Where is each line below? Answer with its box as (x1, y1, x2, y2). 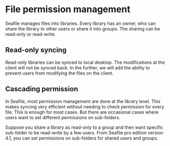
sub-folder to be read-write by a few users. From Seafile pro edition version (5, 129, 163, 135)
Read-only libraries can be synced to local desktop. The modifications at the (5, 59, 165, 65)
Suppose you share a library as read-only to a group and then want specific (5, 124, 163, 130)
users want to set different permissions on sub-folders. (5, 114, 121, 120)
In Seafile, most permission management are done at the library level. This (5, 98, 161, 104)
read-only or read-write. (5, 31, 56, 37)
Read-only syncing (5, 46, 67, 54)
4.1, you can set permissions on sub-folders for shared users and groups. (5, 135, 158, 141)
